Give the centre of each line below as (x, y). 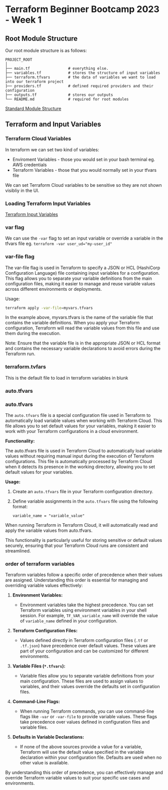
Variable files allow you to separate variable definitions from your (87, 676)
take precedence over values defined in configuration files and (85, 722)
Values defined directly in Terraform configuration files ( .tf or (84, 640)
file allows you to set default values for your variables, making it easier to (81, 426)
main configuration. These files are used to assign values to (82, 681)
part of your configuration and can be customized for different (84, 651)
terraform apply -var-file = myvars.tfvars (49, 308)
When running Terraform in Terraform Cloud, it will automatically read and (81, 525)
